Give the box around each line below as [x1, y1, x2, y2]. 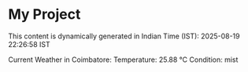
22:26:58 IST [8, 39, 50, 49]
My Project [8, 5, 81, 23]
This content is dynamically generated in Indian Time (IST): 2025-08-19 [8, 31, 240, 41]
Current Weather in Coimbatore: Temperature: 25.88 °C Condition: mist [8, 55, 239, 64]
